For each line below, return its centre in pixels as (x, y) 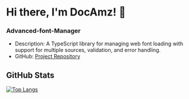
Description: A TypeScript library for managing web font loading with (99, 44)
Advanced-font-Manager (43, 31)
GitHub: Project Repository (47, 57)
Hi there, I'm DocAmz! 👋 (66, 12)
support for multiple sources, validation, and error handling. (88, 50)
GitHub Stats (30, 75)
